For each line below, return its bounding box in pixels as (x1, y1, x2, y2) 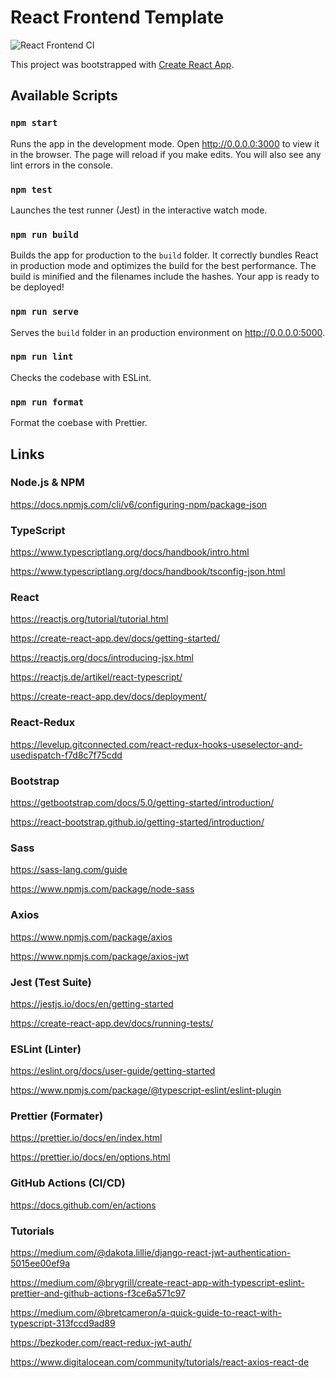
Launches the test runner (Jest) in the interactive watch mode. (10, 204, 268, 216)
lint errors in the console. (10, 159, 113, 171)
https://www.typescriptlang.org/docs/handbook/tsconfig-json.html (10, 566, 286, 578)
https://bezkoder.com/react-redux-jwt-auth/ (10, 1337, 192, 1349)
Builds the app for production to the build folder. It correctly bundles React (10, 249, 319, 261)
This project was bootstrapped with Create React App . (10, 58, 235, 70)
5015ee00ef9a (10, 1257, 71, 1270)
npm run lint (10, 351, 74, 363)
